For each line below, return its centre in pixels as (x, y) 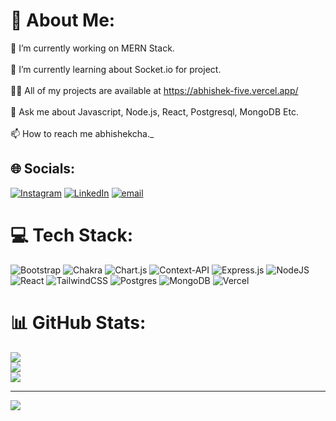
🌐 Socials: (43, 169)
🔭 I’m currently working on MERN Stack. (92, 48)
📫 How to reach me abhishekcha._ (82, 133)
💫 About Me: (63, 20)
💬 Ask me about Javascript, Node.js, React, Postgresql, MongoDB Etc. (154, 111)
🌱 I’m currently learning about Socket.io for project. (116, 69)
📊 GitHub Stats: (78, 322)
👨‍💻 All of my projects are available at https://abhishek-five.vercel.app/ (154, 90)
